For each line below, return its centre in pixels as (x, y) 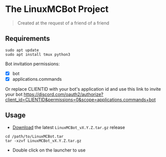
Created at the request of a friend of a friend (63, 23)
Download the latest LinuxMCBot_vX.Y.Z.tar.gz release (68, 127)
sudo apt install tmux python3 (38, 54)
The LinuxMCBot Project (57, 9)
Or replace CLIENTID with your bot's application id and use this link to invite (83, 89)
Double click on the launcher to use (49, 150)
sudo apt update (22, 50)
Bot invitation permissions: (32, 64)
